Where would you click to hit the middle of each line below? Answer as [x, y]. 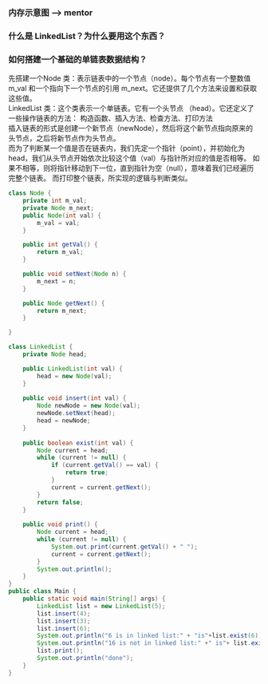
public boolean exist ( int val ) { [78, 443]
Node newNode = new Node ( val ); [89, 406]
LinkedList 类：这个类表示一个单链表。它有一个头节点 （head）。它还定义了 [131, 109]
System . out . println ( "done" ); [85, 658]
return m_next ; [62, 310]
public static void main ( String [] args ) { [94, 599]
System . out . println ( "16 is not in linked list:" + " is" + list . [144, 643]
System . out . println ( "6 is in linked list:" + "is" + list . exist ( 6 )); [151, 636]
